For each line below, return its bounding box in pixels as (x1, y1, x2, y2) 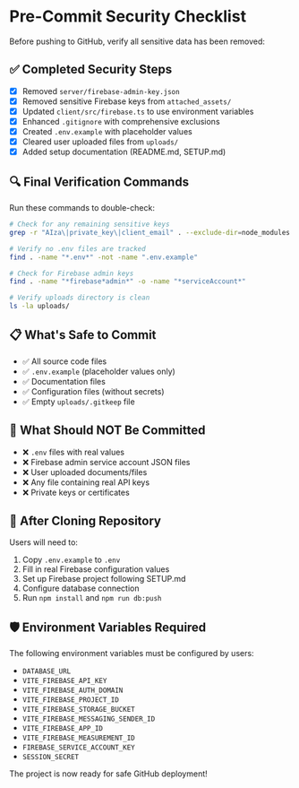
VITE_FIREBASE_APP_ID (21, 724, 103, 733)
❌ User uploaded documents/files (21, 466, 148, 477)
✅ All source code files (21, 356, 107, 367)
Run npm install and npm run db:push (21, 593, 163, 603)
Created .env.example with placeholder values (21, 126, 192, 136)
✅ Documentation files (21, 376, 106, 386)
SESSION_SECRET (21, 753, 80, 762)
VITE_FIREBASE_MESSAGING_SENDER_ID (21, 714, 156, 723)
